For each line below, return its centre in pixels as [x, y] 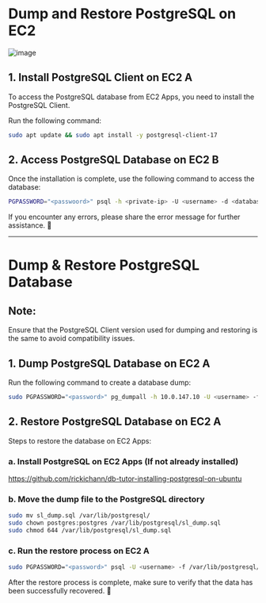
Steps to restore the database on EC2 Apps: [80, 440]
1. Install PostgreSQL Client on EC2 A [101, 77]
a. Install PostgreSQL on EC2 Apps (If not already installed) [123, 461]
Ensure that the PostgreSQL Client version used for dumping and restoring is [133, 330]
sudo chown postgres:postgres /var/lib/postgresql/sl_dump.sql [115, 523]
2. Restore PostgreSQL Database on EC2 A [115, 422]
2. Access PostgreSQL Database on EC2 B [114, 160]
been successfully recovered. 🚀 [60, 591]
